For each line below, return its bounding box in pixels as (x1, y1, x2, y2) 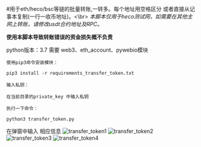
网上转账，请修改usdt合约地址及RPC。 (6, 21, 103, 27)
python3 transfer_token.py (6, 116, 75, 122)
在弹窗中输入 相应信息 (6, 128, 61, 135)
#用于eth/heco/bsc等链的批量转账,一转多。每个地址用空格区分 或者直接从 (6, 5, 190, 12)
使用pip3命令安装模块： (6, 60, 58, 66)
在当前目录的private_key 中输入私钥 (6, 94, 89, 100)
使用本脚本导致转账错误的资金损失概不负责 (6, 33, 113, 41)
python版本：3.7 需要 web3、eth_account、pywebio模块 (6, 46, 149, 53)
